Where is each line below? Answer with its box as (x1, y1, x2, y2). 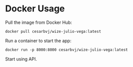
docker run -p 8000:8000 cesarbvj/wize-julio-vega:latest (5, 47, 128, 52)
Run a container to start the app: (5, 38, 72, 44)
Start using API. (5, 56, 37, 62)
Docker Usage (5, 3, 65, 14)
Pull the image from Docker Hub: (5, 19, 72, 25)
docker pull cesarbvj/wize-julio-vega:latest (5, 29, 101, 34)
